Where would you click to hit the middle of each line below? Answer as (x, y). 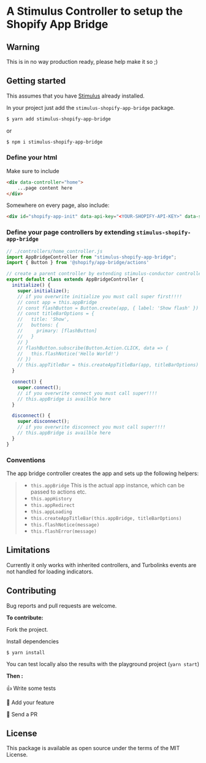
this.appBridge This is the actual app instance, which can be (108, 485)
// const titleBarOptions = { (56, 314)
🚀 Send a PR (22, 714)
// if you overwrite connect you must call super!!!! (87, 393)
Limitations (28, 550)
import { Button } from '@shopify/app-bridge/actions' (78, 263)
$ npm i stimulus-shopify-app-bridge (55, 142)
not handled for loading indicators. (50, 571)
